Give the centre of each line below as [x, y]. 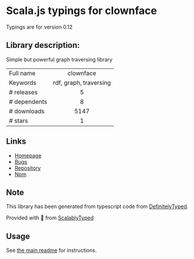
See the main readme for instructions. [51, 250]
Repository [27, 168]
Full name [22, 73]
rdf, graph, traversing [82, 82]
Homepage [28, 156]
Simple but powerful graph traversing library [59, 59]
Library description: [43, 45]
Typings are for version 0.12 [39, 27]
